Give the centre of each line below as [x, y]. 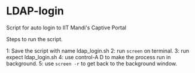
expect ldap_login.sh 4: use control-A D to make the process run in [89, 57]
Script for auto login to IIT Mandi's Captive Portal [66, 28]
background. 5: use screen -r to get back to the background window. [92, 63]
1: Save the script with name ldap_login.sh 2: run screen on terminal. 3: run [98, 51]
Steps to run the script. [34, 39]
